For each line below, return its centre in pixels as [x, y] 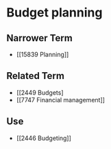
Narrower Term [39, 38]
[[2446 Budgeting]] [44, 138]
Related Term [35, 76]
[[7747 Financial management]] [61, 100]
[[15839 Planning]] [42, 54]
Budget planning [54, 13]
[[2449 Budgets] [40, 92]
